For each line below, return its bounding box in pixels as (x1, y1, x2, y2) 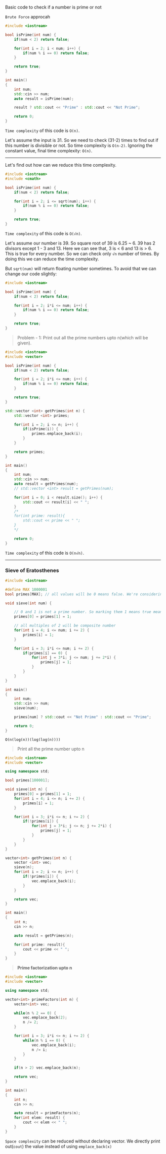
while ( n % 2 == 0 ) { (14, 1011, 56, 1016)
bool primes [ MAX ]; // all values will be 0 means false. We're (5, 591, 138, 597)
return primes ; (14, 449, 45, 454)
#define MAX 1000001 (5, 587, 48, 592)
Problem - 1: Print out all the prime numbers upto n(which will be (17, 334, 148, 340)
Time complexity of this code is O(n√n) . (5, 550, 84, 556)
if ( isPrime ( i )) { (23, 427, 58, 432)
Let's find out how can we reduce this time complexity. (5, 162, 117, 168)
